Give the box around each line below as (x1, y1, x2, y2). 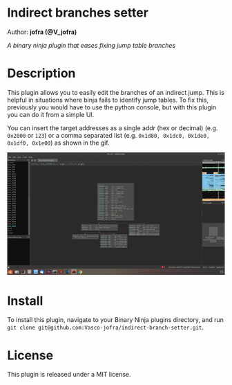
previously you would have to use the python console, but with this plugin (7, 102, 217, 111)
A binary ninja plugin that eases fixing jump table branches (7, 41, 176, 49)
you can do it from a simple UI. (7, 110, 95, 118)
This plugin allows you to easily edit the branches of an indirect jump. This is (7, 88, 224, 96)
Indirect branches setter (7, 5, 148, 21)
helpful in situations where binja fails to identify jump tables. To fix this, (7, 96, 209, 104)
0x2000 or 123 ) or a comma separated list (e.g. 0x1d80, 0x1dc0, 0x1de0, (7, 131, 210, 139)
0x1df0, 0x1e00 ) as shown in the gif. (7, 138, 110, 147)
